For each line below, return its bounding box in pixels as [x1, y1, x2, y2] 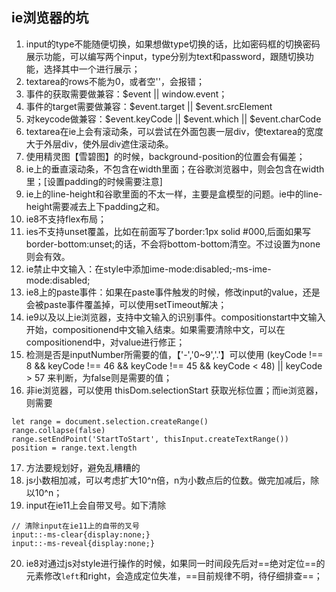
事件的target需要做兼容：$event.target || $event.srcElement [25, 100, 273, 112]
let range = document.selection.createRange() [11, 416, 209, 427]
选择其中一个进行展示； [43, 63, 141, 75]
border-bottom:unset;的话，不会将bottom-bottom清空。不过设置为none [25, 238, 321, 250]
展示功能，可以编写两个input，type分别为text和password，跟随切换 [25, 50, 306, 62]
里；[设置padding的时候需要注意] [25, 175, 163, 187]
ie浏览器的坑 [11, 9, 89, 27]
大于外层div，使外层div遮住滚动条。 [25, 138, 174, 150]
